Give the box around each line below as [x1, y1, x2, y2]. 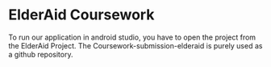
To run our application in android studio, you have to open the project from [8, 32, 256, 42]
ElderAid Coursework [8, 6, 155, 24]
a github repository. [8, 49, 73, 59]
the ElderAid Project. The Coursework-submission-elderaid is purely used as [8, 40, 263, 50]
